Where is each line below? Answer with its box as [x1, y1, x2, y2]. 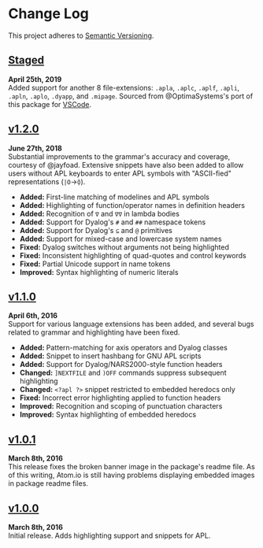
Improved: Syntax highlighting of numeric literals [19, 267, 179, 276]
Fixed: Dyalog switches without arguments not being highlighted [19, 242, 230, 252]
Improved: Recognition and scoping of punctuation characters [19, 402, 223, 411]
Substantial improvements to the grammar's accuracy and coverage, [8, 151, 231, 161]
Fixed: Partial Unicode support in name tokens [19, 259, 171, 268]
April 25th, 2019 [8, 74, 62, 83]
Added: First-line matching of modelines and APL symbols [19, 192, 210, 202]
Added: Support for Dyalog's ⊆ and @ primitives [19, 225, 173, 235]
